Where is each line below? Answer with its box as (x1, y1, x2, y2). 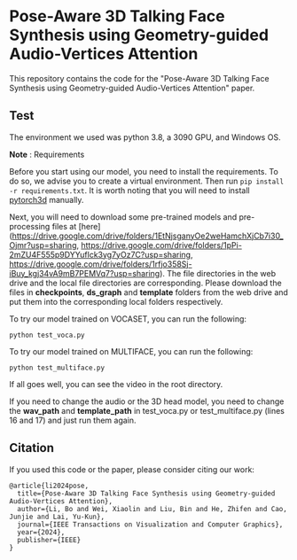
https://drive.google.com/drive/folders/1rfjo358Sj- (9, 259, 192, 269)
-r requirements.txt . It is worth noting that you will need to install (9, 184, 250, 196)
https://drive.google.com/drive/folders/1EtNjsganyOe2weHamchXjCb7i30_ (12, 230, 284, 241)
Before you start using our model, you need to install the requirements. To (9, 166, 279, 176)
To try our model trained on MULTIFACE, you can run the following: (9, 346, 254, 356)
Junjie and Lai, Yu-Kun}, (9, 512, 105, 521)
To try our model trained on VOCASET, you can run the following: (9, 313, 246, 324)
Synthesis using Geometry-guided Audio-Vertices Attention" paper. (9, 82, 255, 93)
